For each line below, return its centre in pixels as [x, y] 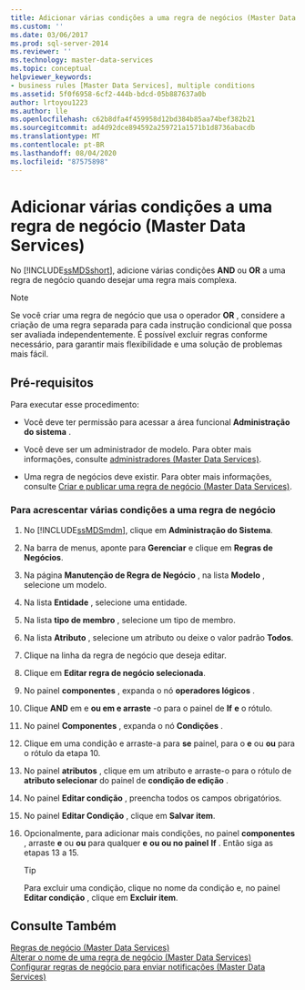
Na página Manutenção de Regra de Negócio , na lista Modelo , [144, 575]
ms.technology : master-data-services [82, 60]
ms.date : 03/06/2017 [50, 35]
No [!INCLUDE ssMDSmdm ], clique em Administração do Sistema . [148, 530]
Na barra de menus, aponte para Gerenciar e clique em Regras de [148, 548]
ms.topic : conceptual [51, 69]
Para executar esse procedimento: [75, 405]
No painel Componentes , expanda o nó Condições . [123, 725]
